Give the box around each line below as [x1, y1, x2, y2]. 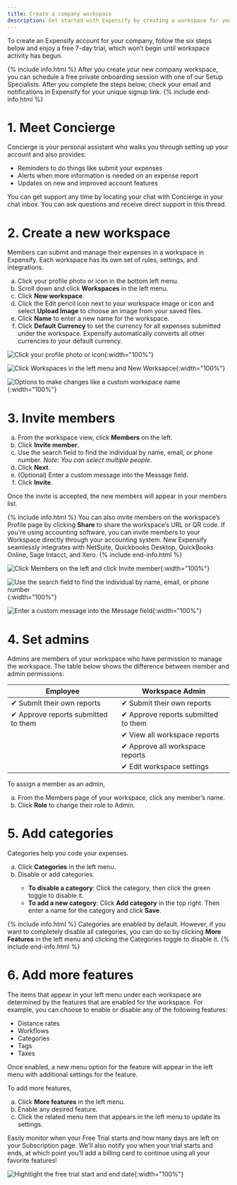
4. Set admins [7, 631, 90, 648]
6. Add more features [7, 967, 134, 983]
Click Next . [17, 463, 51, 472]
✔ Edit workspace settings [121, 762, 209, 772]
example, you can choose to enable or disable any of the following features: [7, 1006, 228, 1014]
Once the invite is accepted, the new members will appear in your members [7, 492, 227, 501]
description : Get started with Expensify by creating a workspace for [7, 17, 219, 24]
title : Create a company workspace [7, 10, 112, 18]
